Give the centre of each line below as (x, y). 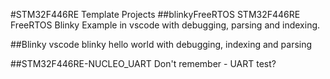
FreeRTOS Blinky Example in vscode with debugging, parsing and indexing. (165, 25)
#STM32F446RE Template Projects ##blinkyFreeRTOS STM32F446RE (155, 14)
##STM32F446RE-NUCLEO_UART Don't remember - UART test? (143, 63)
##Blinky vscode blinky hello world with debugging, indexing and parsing (161, 44)
